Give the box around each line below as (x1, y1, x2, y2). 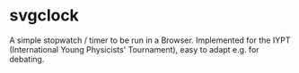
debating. (9, 53, 45, 64)
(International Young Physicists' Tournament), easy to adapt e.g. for (9, 44, 259, 54)
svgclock (9, 5, 79, 26)
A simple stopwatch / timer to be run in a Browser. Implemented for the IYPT (9, 35, 291, 45)
